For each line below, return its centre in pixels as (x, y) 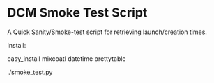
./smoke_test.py (30, 72)
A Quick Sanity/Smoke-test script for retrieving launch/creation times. (107, 32)
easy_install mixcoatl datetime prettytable (67, 58)
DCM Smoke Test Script (77, 13)
